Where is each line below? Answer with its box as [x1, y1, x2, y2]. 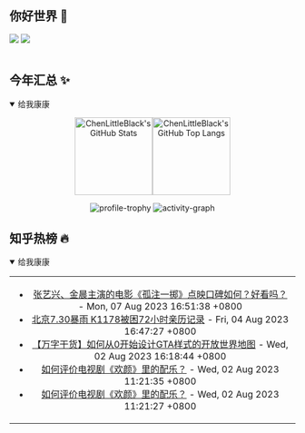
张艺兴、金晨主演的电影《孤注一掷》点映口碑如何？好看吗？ [33, 289, 288, 301]
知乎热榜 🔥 [9, 231, 70, 247]
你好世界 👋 [9, 8, 68, 25]
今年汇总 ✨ [9, 73, 71, 88]
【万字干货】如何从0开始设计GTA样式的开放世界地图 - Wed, [31, 339, 289, 351]
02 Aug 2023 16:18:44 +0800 [93, 350, 227, 363]
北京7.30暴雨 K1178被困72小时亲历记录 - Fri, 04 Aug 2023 [31, 313, 289, 326]
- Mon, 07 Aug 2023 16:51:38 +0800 [77, 300, 243, 313]
